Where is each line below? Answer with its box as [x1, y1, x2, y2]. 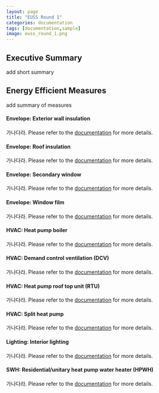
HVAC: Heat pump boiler [6, 227, 68, 234]
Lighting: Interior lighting [6, 338, 69, 345]
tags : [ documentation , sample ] [6, 25, 81, 31]
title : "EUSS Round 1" [6, 14, 62, 20]
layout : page [6, 8, 39, 15]
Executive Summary [6, 53, 82, 63]
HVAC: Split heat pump [6, 310, 64, 318]
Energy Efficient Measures [6, 85, 107, 96]
